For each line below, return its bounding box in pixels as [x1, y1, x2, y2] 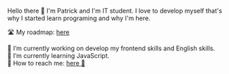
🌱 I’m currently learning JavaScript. [7, 52, 110, 59]
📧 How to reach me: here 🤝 [7, 59, 86, 67]
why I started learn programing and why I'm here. [7, 14, 151, 22]
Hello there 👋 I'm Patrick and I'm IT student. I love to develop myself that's [7, 7, 223, 15]
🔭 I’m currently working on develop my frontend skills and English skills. [7, 44, 216, 52]
